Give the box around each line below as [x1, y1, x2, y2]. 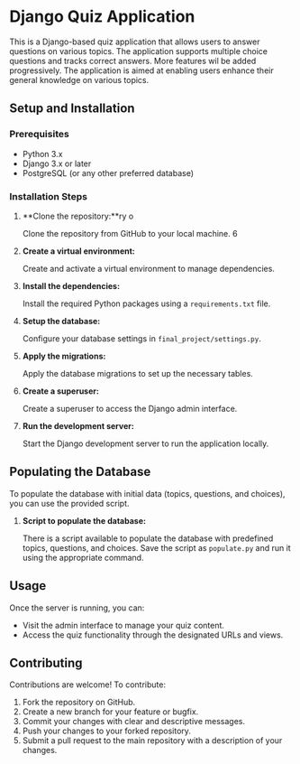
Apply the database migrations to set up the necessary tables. [22, 368, 254, 378]
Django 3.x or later [22, 158, 92, 169]
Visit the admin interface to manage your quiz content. [22, 620, 225, 630]
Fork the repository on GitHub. [22, 697, 136, 708]
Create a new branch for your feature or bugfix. [22, 706, 199, 717]
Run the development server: [22, 420, 135, 431]
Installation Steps [9, 190, 88, 202]
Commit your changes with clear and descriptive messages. [22, 716, 246, 727]
